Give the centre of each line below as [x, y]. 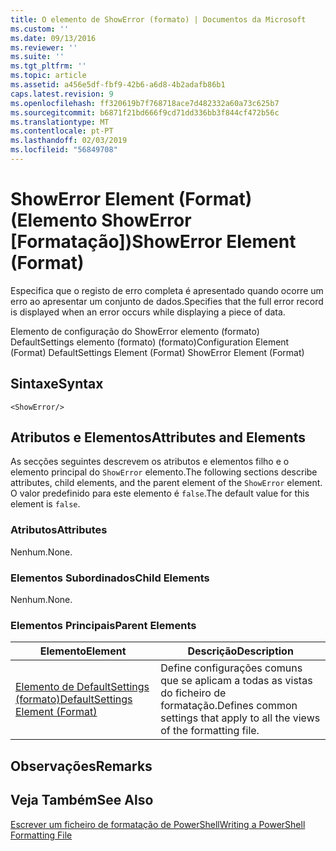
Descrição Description [240, 651]
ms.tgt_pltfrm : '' [48, 66]
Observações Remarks [81, 766]
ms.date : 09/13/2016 [53, 38]
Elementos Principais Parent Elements [103, 625]
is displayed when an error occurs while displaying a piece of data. [148, 312]
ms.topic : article [48, 76]
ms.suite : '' [37, 57]
